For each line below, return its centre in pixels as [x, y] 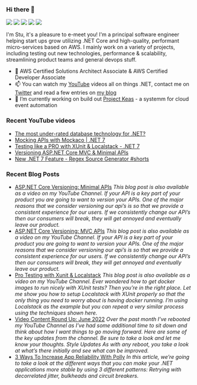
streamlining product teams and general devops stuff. [72, 60]
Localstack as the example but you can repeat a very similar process [99, 306]
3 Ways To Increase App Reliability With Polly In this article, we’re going [102, 357]
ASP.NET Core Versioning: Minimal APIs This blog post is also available [102, 187]
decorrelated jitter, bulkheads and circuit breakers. [77, 376]
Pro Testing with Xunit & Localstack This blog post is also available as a [102, 275]
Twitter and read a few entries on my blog [66, 93]
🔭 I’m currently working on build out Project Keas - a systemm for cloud [102, 99]
